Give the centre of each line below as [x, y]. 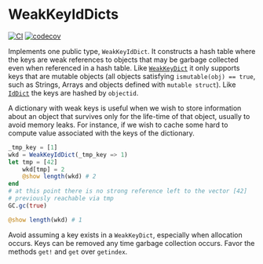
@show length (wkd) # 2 [59, 177]
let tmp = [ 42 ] [33, 162]
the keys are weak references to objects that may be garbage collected [123, 60]
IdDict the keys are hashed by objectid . [73, 92]
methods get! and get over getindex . [68, 251]
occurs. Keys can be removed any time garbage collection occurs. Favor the [131, 243]
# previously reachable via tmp [61, 199]
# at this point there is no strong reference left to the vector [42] [128, 191]
